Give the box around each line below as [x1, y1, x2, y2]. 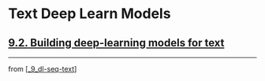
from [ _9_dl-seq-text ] [8, 64, 77, 73]
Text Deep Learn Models [8, 5, 171, 23]
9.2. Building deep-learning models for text [8, 36, 225, 50]
